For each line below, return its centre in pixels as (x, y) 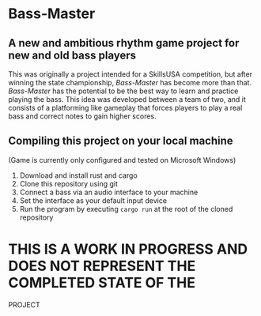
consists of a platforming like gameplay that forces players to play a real (125, 108)
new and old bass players (72, 55)
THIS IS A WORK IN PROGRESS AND (128, 249)
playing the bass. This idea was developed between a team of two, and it (127, 99)
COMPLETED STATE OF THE (102, 283)
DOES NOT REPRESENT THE (102, 266)
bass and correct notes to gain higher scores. (82, 116)
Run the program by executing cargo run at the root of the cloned (126, 209)
